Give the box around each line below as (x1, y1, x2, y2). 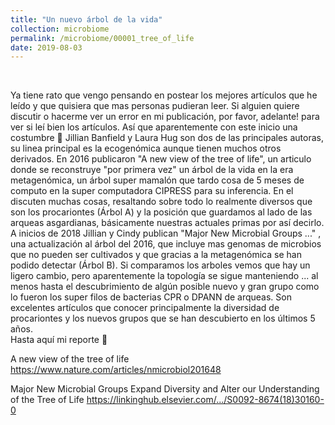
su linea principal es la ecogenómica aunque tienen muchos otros (10, 142, 282, 155)
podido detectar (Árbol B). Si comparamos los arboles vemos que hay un (10, 259, 311, 271)
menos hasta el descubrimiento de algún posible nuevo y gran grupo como (10, 281, 320, 293)
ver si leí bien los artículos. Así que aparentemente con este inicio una (10, 121, 298, 133)
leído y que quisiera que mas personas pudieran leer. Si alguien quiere (10, 100, 300, 112)
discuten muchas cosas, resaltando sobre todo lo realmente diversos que (10, 196, 313, 208)
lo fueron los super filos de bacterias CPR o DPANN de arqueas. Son (10, 291, 292, 303)
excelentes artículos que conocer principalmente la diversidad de (10, 302, 280, 314)
